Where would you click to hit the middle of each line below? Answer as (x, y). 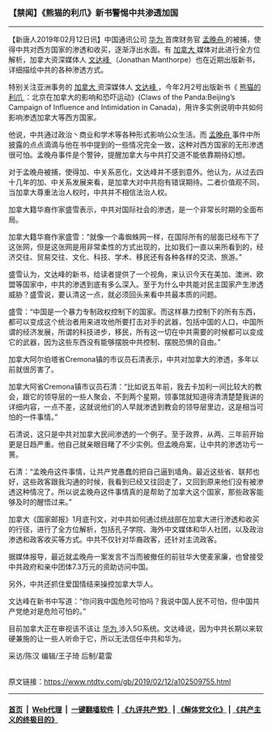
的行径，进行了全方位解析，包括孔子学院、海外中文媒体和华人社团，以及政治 (136, 530)
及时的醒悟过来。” (44, 502)
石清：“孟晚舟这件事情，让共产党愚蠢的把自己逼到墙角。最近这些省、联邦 (131, 472)
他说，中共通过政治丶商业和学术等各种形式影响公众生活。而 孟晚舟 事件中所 (134, 134)
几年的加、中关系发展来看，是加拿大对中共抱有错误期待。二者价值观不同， (139, 182)
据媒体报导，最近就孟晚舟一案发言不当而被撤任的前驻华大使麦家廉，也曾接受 (136, 557)
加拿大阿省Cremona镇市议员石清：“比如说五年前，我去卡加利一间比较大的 (132, 387)
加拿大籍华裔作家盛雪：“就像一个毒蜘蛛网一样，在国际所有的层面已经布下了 (134, 237)
